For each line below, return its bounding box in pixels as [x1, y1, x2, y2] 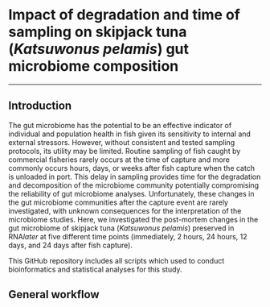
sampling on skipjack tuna [8, 23, 187, 41]
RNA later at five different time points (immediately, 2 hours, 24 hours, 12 [8, 231, 247, 241]
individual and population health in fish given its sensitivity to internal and [8, 129, 252, 139]
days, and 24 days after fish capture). [8, 240, 133, 250]
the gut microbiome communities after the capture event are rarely [8, 197, 229, 207]
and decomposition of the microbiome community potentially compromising [8, 180, 260, 190]
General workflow [8, 288, 100, 301]
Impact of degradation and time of [8, 6, 241, 24]
